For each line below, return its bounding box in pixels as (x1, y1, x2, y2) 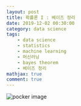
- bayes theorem (17, 59, 59, 65)
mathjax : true (6, 71, 43, 77)
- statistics (17, 43, 51, 49)
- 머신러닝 (17, 54, 40, 60)
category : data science (6, 25, 67, 32)
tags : (6, 31, 20, 38)
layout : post (6, 8, 40, 15)
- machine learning (17, 48, 67, 55)
